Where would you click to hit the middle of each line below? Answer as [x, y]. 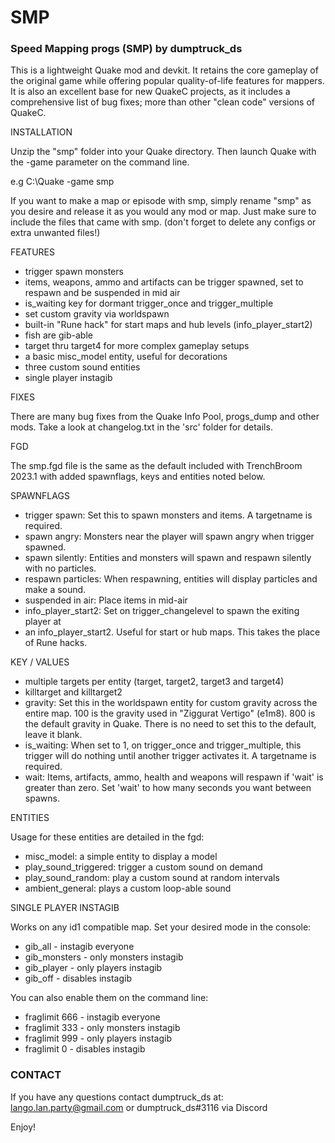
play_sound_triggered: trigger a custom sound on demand [143, 867]
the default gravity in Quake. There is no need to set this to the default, [170, 724]
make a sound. [55, 590]
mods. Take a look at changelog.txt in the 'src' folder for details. [141, 427]
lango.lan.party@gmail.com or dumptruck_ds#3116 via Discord [139, 1107]
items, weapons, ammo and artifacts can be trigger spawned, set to [164, 282]
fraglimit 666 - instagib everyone [92, 1017]
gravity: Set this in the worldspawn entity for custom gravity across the [171, 703]
